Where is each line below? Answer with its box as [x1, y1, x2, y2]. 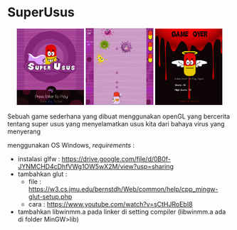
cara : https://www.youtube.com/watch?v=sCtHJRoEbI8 [28, 200, 194, 209]
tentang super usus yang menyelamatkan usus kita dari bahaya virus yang [7, 120, 226, 128]
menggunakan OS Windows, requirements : [7, 141, 135, 150]
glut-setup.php [28, 192, 73, 201]
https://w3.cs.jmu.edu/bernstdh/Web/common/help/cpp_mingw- [28, 185, 218, 194]
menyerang [7, 127, 41, 136]
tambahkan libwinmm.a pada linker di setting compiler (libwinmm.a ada [17, 207, 226, 217]
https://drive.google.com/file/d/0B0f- [61, 155, 171, 163]
